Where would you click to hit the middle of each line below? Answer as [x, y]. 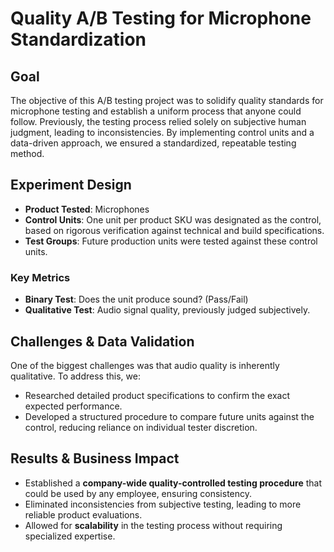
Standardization [78, 39]
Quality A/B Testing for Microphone [161, 18]
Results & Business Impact [95, 458]
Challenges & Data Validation [102, 341]
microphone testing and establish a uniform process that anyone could [156, 111]
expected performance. [73, 406]
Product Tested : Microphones [87, 209]
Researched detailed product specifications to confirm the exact [157, 395]
